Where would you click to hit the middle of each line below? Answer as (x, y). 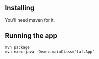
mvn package (17, 47)
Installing (20, 8)
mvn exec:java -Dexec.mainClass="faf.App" (50, 52)
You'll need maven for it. (30, 20)
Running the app (31, 36)
